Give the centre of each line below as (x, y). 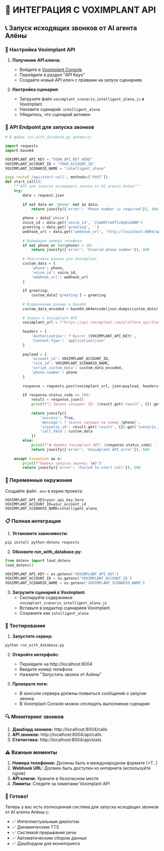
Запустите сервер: (32, 636)
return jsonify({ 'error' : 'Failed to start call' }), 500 (82, 468)
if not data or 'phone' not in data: (61, 205)
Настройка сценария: (36, 89)
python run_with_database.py (35, 645)
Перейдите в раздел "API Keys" (52, 75)
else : (28, 441)
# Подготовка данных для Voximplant (60, 259)
